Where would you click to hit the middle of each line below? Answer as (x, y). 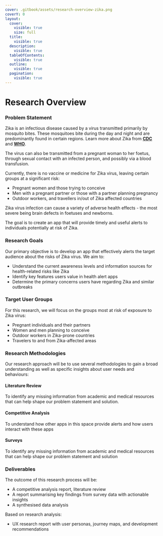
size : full (25, 32)
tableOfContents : (27, 55)
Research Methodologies (35, 353)
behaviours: (17, 374)
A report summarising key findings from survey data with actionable (80, 495)
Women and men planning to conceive (51, 330)
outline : (18, 64)
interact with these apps (29, 429)
